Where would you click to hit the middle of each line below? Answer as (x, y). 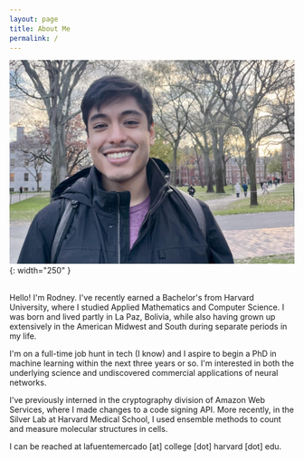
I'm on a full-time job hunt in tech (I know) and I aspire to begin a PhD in (143, 354)
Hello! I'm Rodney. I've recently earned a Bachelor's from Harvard (132, 298)
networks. (28, 383)
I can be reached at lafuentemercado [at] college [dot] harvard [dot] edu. (146, 447)
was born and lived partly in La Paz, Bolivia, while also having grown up (142, 317)
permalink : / (34, 38)
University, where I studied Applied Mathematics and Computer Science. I (147, 307)
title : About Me (40, 29)
